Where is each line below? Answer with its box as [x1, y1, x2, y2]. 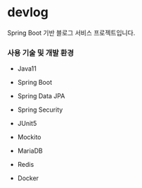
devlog [7, 4, 49, 20]
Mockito [17, 133, 41, 141]
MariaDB [17, 146, 44, 155]
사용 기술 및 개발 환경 [7, 47, 74, 57]
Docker [17, 174, 39, 182]
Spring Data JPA [17, 92, 65, 100]
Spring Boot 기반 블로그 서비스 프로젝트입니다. [7, 28, 136, 37]
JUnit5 [17, 119, 37, 128]
